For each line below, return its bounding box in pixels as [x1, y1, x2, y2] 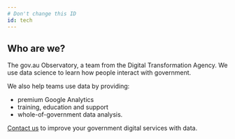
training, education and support [17, 103, 108, 112]
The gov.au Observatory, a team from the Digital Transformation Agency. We [7, 61, 228, 70]
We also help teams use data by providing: [7, 82, 130, 91]
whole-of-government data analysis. [17, 110, 123, 119]
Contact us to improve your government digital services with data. [7, 124, 198, 133]
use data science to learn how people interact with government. [7, 68, 192, 77]
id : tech [7, 17, 33, 24]
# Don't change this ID [7, 10, 77, 17]
